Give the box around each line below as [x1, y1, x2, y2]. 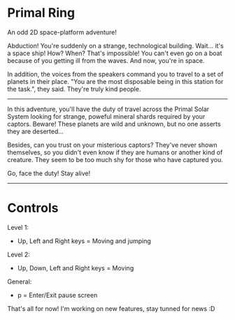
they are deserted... [7, 127, 64, 136]
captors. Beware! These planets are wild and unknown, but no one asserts [7, 119, 222, 128]
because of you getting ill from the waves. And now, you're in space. [7, 56, 205, 64]
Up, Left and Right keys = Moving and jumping [17, 236, 152, 245]
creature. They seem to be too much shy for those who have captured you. [7, 155, 224, 163]
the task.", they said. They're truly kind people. [7, 85, 141, 93]
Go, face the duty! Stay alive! [7, 169, 91, 177]
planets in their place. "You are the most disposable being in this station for [7, 77, 224, 85]
